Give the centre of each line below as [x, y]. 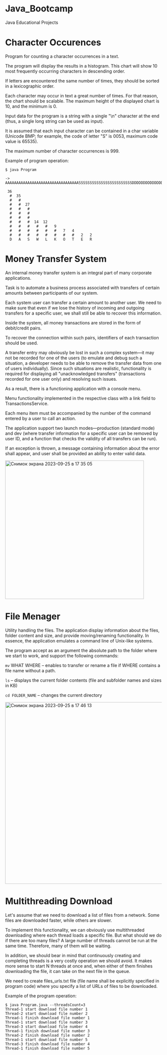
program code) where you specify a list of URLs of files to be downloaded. [82, 986]
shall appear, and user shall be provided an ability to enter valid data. [76, 453]
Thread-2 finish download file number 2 [48, 1035]
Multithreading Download [59, 901]
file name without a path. [31, 670]
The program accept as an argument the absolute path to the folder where [81, 650]
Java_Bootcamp [39, 9]
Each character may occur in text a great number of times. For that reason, [82, 95]
